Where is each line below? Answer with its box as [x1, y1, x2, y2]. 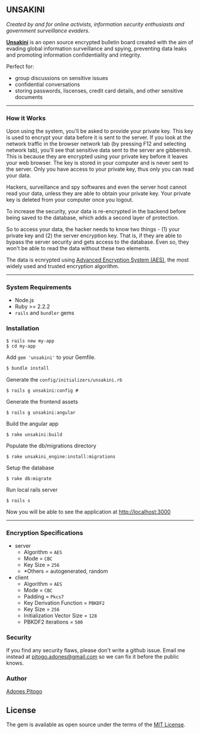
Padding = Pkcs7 [23, 592, 64, 600]
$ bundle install [6, 365, 49, 371]
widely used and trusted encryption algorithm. [6, 263, 120, 270]
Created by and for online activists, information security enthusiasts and [6, 20, 185, 27]
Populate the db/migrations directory [6, 442, 96, 449]
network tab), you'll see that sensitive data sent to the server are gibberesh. [6, 146, 192, 154]
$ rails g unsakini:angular [6, 409, 76, 416]
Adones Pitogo [6, 688, 43, 695]
